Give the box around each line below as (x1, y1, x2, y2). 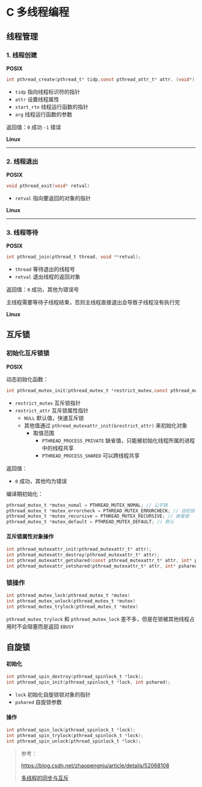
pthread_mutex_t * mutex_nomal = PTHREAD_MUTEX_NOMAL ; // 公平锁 (6, 502, 168, 508)
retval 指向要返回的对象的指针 (14, 194, 91, 201)
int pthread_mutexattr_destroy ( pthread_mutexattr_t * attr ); (6, 552, 161, 558)
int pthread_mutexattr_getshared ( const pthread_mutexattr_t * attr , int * (6, 557, 192, 564)
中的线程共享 (41, 444, 74, 452)
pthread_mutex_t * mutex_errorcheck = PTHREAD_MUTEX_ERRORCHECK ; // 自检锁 (6, 507, 195, 514)
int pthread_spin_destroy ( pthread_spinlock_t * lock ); (6, 674, 144, 680)
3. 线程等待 (6, 228, 38, 236)
